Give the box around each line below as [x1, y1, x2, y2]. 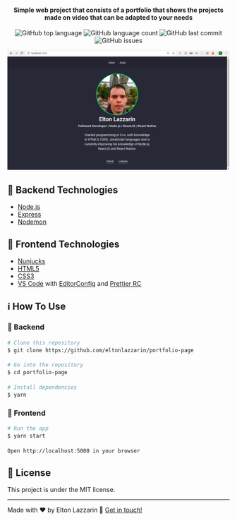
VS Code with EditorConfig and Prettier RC [17, 280, 142, 288]
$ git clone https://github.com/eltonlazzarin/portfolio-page [7, 347, 194, 354]
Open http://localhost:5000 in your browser [7, 447, 140, 455]
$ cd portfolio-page [7, 369, 68, 376]
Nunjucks [17, 257, 46, 265]
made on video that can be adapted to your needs [44, 13, 193, 21]
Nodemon [17, 217, 47, 226]
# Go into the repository [7, 361, 83, 369]
